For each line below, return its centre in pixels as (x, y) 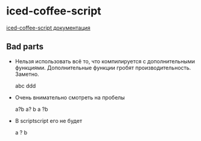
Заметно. (27, 74)
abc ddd (25, 86)
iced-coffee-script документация (48, 28)
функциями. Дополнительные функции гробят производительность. (103, 67)
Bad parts (25, 47)
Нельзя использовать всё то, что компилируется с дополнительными (105, 61)
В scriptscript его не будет (49, 121)
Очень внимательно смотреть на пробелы (70, 97)
